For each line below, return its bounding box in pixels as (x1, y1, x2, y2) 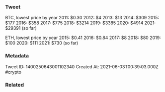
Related (5, 81, 24, 88)
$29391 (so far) (5, 25, 37, 31)
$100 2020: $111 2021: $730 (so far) (5, 40, 79, 46)
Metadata (5, 52, 29, 59)
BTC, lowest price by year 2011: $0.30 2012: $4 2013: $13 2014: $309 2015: (5, 15, 159, 21)
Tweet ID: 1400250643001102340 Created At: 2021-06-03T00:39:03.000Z (5, 63, 159, 70)
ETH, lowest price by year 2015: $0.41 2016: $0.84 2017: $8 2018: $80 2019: (5, 35, 161, 41)
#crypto (5, 69, 21, 75)
